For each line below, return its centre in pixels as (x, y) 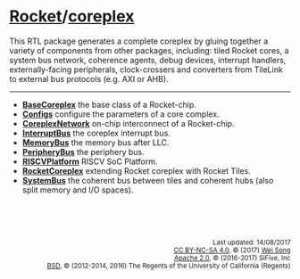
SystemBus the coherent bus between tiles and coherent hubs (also (148, 180)
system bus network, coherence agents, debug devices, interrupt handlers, (148, 60)
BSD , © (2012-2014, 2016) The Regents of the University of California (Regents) (169, 266)
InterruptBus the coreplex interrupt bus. (96, 133)
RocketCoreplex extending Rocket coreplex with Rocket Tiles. (137, 170)
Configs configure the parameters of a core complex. (121, 114)
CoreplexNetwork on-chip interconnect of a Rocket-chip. (128, 123)
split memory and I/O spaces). (78, 190)
